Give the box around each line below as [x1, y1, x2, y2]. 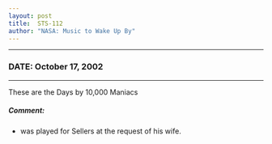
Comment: [8, 106, 45, 116]
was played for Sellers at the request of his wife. [19, 126, 182, 136]
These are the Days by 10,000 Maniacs [8, 87, 138, 97]
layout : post [8, 11, 53, 20]
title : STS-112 [8, 19, 63, 28]
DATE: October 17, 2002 [8, 61, 104, 73]
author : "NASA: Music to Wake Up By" [8, 27, 136, 35]
